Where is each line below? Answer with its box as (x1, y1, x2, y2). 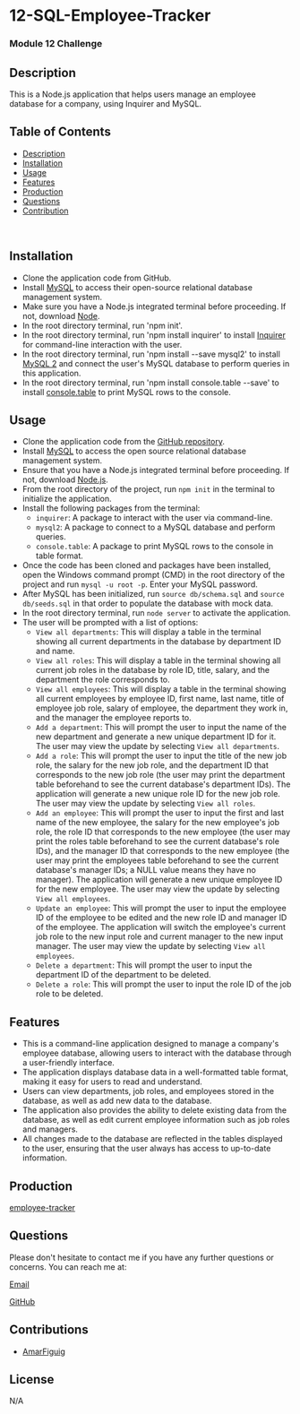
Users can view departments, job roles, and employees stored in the (21, 1086, 275, 1097)
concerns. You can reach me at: (9, 1261, 127, 1272)
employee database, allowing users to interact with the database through (21, 1048, 292, 1058)
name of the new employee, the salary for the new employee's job (35, 817, 280, 828)
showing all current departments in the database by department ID (35, 636, 282, 647)
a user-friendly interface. (21, 1057, 115, 1068)
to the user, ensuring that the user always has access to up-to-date (21, 1143, 271, 1154)
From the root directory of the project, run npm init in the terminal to (21, 484, 276, 495)
